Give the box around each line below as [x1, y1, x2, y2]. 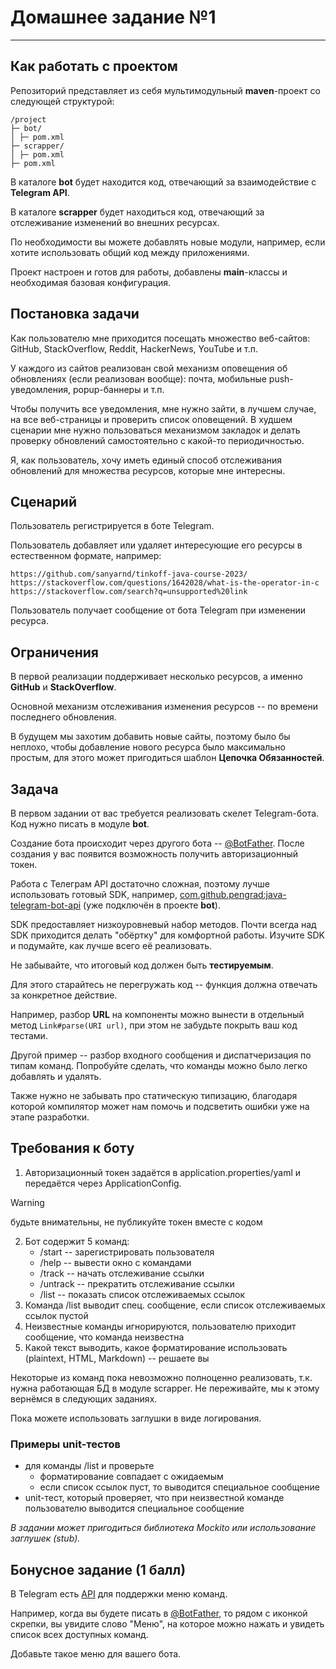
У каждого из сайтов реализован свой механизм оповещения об [10, 362, 288, 374]
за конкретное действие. [10, 989, 118, 1001]
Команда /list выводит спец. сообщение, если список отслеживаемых [24, 1299, 326, 1311]
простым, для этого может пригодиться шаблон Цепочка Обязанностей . [10, 752, 325, 764]
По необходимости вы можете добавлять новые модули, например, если [10, 236, 326, 248]
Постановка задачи [10, 306, 140, 323]
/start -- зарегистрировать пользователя [39, 1246, 215, 1258]
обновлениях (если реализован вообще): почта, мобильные [10, 372, 267, 385]
